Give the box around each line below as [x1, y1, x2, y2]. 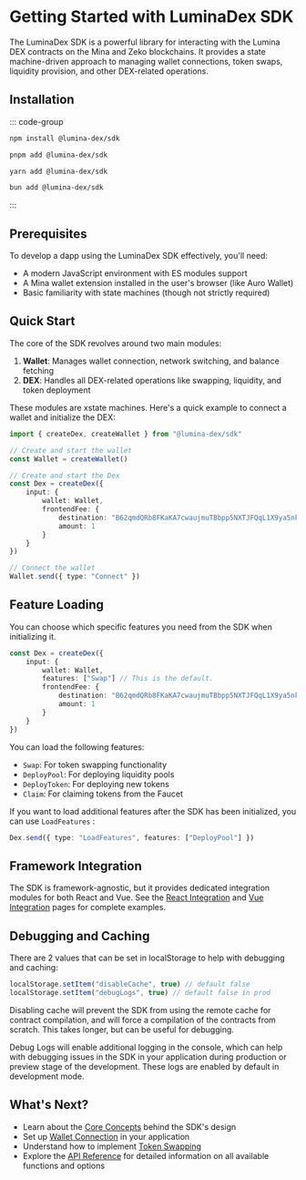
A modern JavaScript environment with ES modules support [22, 268, 248, 279]
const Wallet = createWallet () [9, 454, 128, 464]
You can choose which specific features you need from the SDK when [9, 621, 273, 632]
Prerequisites [9, 226, 87, 241]
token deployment [22, 385, 91, 395]
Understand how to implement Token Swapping [22, 1141, 202, 1152]
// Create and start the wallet [9, 446, 132, 455]
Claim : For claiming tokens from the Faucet [22, 788, 184, 799]
